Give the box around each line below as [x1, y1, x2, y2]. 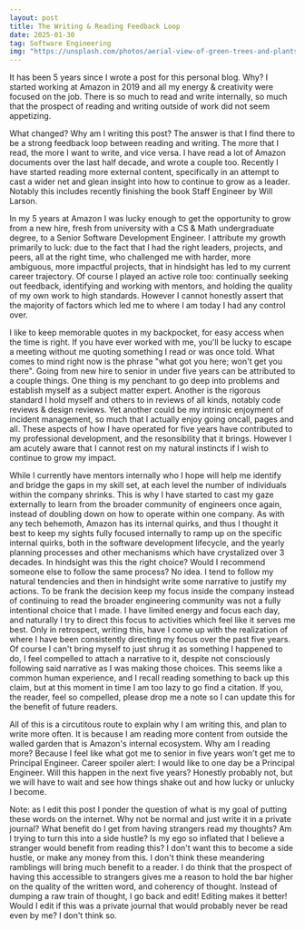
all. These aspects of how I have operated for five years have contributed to [9, 424, 293, 435]
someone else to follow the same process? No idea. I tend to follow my [9, 566, 274, 577]
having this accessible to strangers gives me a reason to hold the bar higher [9, 872, 293, 883]
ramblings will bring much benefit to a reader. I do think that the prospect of [9, 862, 292, 873]
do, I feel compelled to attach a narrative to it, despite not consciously [9, 653, 271, 664]
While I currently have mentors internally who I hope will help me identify [9, 470, 281, 481]
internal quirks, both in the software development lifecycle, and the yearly [9, 537, 285, 549]
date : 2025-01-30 [9, 30, 75, 39]
